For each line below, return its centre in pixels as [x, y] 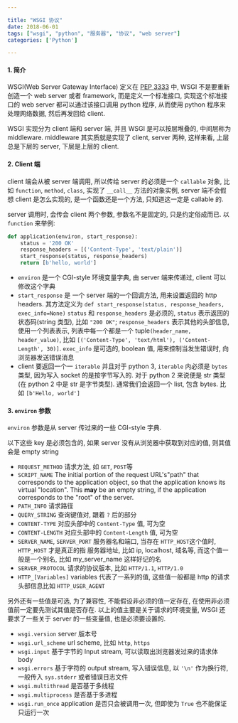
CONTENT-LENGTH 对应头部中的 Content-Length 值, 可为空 [98, 532]
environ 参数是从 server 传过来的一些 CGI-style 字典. [85, 428]
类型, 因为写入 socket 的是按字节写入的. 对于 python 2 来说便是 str [114, 375]
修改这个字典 [36, 286]
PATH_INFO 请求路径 [45, 506]
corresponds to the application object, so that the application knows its [121, 482]
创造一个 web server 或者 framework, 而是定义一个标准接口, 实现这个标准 [114, 96]
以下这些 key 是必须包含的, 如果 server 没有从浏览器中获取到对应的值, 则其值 [119, 443]
